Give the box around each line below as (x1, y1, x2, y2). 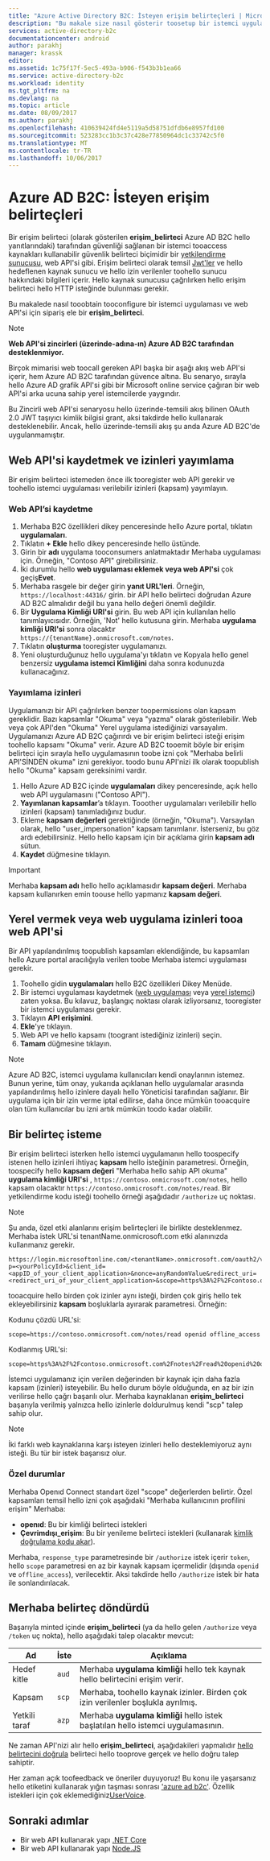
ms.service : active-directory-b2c (8, 72, 125, 80)
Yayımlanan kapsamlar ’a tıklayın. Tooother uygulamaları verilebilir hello (19, 798, 257, 807)
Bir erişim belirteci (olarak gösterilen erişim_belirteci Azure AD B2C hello (8, 233, 251, 242)
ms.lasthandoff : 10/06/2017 (8, 154, 103, 162)
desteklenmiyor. (8, 348, 64, 357)
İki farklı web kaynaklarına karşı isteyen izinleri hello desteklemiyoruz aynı (8, 1440, 252, 1450)
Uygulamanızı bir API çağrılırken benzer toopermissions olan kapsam (8, 705, 236, 715)
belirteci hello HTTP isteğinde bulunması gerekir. (8, 283, 170, 294)
